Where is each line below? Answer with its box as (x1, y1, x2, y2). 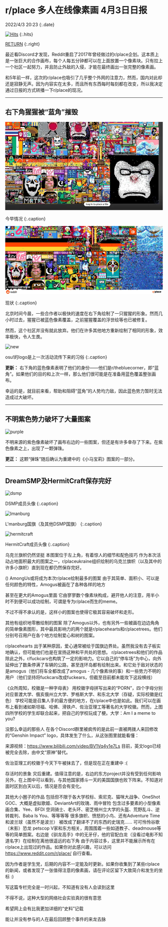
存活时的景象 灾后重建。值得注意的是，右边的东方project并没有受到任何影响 (5, 771, 161, 777)
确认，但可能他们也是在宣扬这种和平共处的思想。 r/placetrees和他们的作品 (9, 649, 163, 655)
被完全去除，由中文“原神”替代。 (5, 749, 71, 755)
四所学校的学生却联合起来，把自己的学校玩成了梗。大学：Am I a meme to (5, 710, 156, 716)
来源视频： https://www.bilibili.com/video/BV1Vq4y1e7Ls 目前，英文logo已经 (5, 743, 161, 749)
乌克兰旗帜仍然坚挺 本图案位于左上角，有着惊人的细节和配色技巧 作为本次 (5, 552, 156, 558)
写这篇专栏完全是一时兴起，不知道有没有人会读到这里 (5, 884, 115, 890)
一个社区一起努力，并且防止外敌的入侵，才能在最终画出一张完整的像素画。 (5, 64, 158, 70)
